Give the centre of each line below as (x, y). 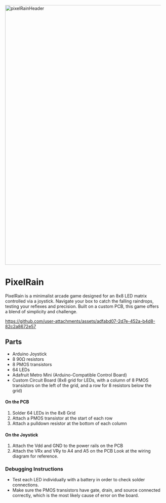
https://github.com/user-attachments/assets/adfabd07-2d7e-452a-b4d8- (80, 321)
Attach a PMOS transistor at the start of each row (62, 418)
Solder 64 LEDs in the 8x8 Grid (44, 413)
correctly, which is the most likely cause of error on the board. (76, 496)
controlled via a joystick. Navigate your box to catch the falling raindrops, (80, 301)
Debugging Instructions (34, 469)
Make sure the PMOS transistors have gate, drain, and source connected (86, 490)
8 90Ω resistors (28, 359)
